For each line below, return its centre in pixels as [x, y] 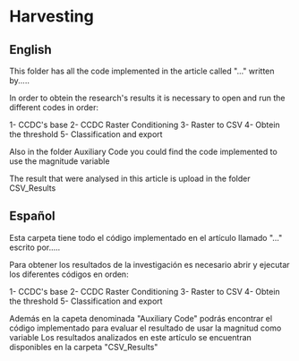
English [30, 50]
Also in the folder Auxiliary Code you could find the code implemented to [143, 151]
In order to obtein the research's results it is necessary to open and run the [147, 98]
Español [32, 216]
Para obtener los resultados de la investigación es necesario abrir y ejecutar [149, 264]
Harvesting [51, 17]
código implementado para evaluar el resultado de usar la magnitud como [145, 328]
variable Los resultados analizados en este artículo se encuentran [131, 337]
